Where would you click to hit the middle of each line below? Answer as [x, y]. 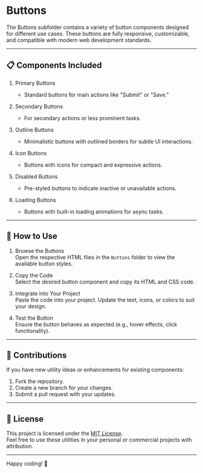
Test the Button [34, 318]
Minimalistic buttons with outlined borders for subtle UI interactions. [108, 141]
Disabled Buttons [36, 176]
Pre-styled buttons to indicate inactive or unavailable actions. [100, 188]
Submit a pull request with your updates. [65, 394]
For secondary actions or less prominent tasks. [82, 118]
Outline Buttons [34, 130]
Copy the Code [34, 275]
